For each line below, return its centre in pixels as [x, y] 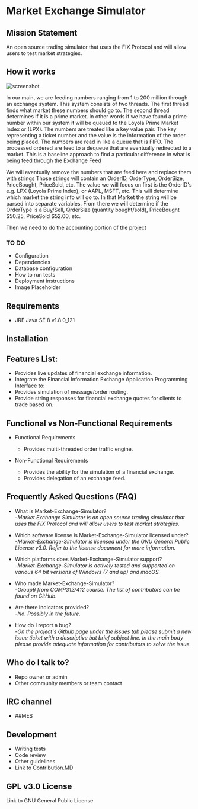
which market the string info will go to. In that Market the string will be [91, 197]
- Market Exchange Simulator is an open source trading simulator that [100, 517]
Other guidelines [35, 762]
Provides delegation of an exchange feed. [74, 478]
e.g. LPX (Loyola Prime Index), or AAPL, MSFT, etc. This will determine [92, 191]
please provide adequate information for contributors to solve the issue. [103, 644]
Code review [30, 755]
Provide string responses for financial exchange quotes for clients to [98, 399]
